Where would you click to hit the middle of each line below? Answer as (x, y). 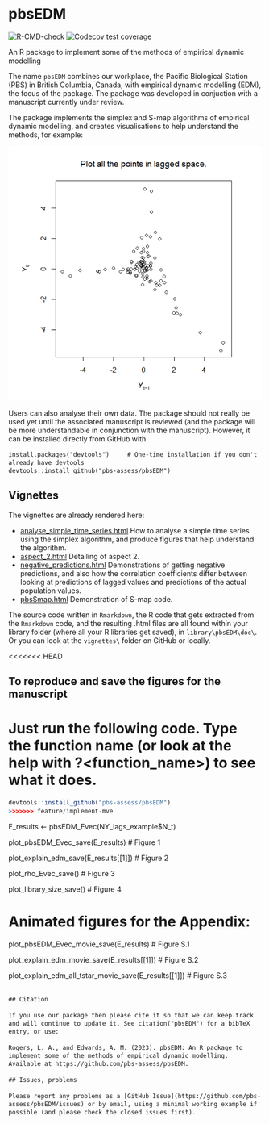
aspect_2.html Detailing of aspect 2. (80, 556)
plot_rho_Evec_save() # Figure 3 (62, 873)
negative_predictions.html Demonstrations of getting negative (122, 565)
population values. (51, 591)
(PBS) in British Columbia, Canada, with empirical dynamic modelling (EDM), (135, 85)
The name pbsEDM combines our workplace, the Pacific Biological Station (128, 76)
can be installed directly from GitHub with (77, 439)
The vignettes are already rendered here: (77, 515)
